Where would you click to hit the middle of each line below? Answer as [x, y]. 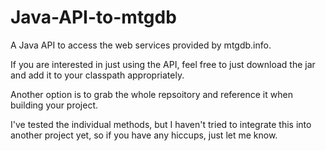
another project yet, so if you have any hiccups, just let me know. [144, 135]
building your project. [54, 105]
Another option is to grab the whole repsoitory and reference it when [151, 94]
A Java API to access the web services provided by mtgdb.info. [141, 45]
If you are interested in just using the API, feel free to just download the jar [163, 64]
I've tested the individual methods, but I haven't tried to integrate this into [161, 124]
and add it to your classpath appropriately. [97, 75]
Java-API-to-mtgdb [93, 17]
